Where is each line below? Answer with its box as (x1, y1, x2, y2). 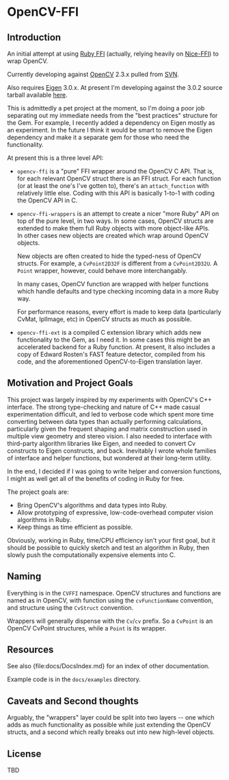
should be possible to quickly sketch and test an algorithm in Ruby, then (7, 543, 210, 552)
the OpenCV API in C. (16, 196, 78, 204)
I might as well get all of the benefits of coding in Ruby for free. (7, 474, 185, 482)
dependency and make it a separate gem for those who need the (7, 133, 190, 141)
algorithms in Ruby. (16, 515, 72, 523)
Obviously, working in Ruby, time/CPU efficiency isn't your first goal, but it (7, 536, 215, 544)
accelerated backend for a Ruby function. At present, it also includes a (16, 343, 215, 351)
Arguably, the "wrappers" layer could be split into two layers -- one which (7, 713, 215, 722)
